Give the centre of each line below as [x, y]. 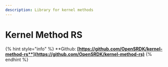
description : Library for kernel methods [49, 10]
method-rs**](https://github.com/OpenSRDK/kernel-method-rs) [75, 54]
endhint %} [17, 59]
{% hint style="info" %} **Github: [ [42, 49]
